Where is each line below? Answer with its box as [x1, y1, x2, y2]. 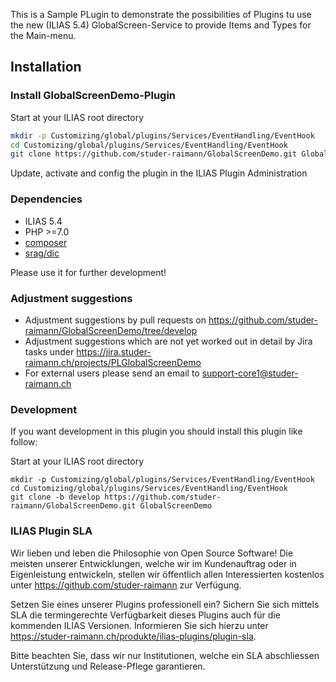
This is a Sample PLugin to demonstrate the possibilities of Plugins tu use [10, 9, 312, 20]
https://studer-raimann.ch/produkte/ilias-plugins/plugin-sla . [10, 630, 257, 642]
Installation [10, 59, 82, 76]
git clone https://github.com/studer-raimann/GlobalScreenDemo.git [10, 149, 298, 159]
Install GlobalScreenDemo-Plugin [10, 89, 177, 103]
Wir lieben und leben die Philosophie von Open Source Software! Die [10, 547, 294, 559]
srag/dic [24, 247, 60, 259]
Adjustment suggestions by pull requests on [24, 314, 207, 326]
